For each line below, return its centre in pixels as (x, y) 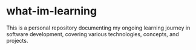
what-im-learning (52, 11)
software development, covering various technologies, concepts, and (93, 34)
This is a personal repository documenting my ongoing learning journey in (98, 28)
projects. (17, 40)
